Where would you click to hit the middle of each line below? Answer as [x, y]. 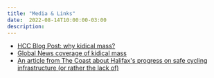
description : [26, 26]
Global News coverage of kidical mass [72, 53]
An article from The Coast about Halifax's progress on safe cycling [112, 61]
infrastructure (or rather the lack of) [68, 68]
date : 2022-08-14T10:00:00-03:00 [57, 20]
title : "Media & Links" [42, 13]
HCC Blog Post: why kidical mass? [66, 46]
